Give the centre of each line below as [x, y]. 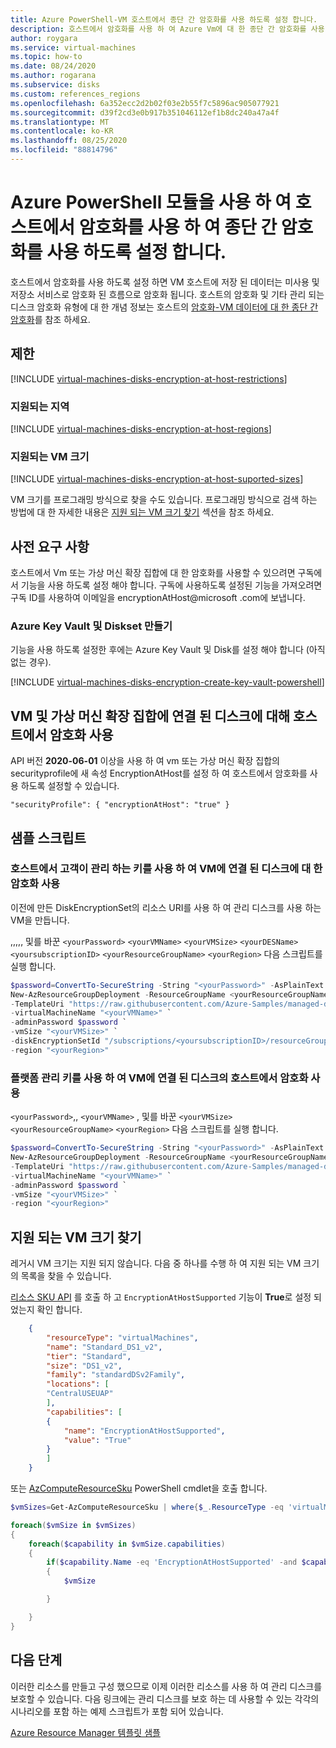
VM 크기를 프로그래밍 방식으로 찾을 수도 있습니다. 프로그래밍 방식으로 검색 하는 [164, 500]
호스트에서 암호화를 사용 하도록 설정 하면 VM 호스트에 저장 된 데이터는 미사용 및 [165, 282]
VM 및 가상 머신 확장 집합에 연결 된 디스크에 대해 [150, 716]
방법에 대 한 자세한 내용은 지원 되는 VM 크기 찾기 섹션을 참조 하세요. [142, 512]
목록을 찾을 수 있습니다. [66, 1276]
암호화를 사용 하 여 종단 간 [178, 227]
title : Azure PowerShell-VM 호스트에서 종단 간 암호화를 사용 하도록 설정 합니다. [164, 19]
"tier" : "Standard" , [89, 1356]
